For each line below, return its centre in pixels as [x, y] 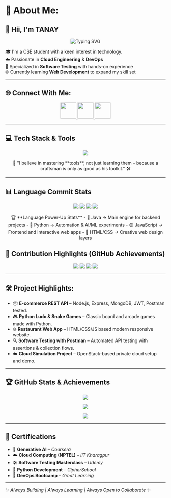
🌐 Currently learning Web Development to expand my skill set [70, 72]
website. [22, 335]
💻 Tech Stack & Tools [40, 138]
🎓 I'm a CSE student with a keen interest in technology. [64, 51]
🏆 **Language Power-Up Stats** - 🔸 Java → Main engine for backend [85, 217]
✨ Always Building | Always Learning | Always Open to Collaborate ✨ [78, 490]
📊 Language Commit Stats [48, 192]
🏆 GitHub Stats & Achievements [58, 383]
